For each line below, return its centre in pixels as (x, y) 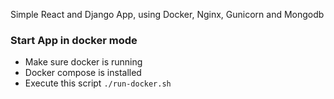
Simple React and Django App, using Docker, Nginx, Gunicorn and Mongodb (167, 14)
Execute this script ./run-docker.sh (98, 83)
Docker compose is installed (83, 73)
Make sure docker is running (83, 62)
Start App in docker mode (74, 40)
